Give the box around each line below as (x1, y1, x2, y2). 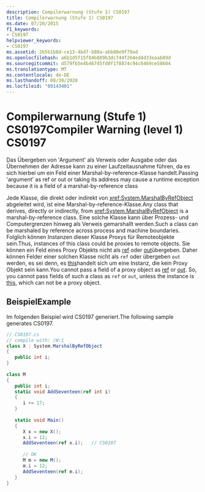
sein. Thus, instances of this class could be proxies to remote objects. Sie (6, 240, 190, 247)
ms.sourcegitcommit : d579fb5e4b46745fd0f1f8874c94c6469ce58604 (6, 60, 171, 66)
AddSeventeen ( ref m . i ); (22, 468, 84, 475)
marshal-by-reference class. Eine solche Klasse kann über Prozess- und (6, 213, 189, 221)
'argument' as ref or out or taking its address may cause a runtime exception (6, 176, 199, 183)
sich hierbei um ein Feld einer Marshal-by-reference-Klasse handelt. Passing (6, 169, 199, 176)
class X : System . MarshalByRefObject (6, 343, 103, 349)
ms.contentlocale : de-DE (6, 72, 70, 78)
